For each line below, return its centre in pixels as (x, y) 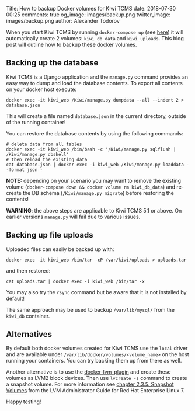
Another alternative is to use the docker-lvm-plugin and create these (88, 372)
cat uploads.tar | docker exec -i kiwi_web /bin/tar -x (75, 281)
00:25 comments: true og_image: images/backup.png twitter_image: (88, 15)
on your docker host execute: (41, 89)
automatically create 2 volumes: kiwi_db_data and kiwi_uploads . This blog (95, 38)
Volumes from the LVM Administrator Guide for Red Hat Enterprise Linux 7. (95, 391)
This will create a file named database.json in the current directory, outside (96, 116)
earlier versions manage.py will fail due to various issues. (73, 217)
